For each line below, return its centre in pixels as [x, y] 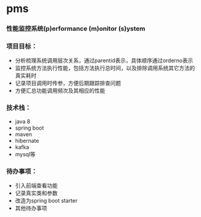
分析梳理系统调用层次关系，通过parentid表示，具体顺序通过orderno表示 [104, 61]
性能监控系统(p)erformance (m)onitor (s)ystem [76, 29]
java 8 [23, 121]
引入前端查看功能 [36, 185]
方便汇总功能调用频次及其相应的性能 [60, 91]
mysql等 [25, 154]
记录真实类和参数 [36, 193]
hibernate [27, 140]
